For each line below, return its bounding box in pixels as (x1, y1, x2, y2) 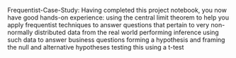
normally (7, 28, 33, 36)
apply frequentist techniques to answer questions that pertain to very (7, 21, 210, 29)
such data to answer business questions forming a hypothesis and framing (7, 36, 225, 44)
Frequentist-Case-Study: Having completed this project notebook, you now (7, 6, 227, 14)
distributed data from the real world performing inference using (34, 28, 220, 36)
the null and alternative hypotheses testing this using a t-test (7, 43, 184, 51)
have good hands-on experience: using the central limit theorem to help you (7, 13, 229, 22)
